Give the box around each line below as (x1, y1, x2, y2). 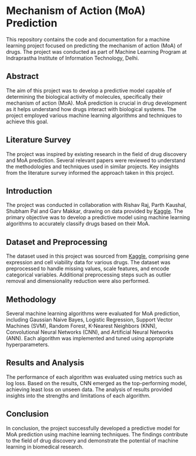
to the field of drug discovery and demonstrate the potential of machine (6, 437, 178, 444)
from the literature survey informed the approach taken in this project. (6, 169, 174, 176)
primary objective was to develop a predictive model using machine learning (6, 214, 190, 221)
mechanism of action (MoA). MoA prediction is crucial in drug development (6, 99, 187, 106)
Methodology (6, 294, 57, 305)
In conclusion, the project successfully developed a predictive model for (6, 424, 180, 431)
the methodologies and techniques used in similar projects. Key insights (6, 163, 180, 170)
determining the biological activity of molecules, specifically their (6, 93, 163, 100)
